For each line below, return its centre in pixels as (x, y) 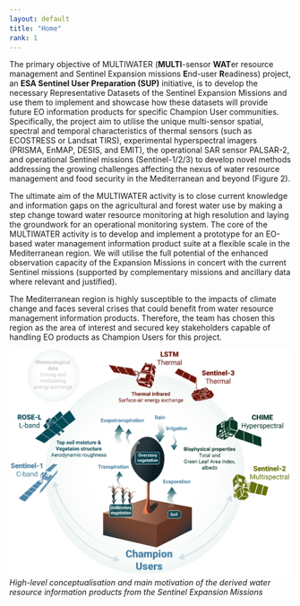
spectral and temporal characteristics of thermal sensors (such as (131, 131)
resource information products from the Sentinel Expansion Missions (136, 592)
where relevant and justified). (64, 281)
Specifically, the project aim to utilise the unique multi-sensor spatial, (137, 122)
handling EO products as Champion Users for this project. (116, 337)
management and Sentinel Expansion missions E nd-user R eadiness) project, (150, 74)
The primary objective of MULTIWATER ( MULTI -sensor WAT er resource (141, 65)
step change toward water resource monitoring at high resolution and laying (149, 215)
